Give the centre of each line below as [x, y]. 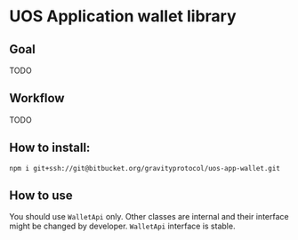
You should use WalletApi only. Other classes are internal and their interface [149, 217]
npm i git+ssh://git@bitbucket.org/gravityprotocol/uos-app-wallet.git [145, 168]
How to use [41, 196]
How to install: [50, 148]
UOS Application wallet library [123, 16]
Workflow [37, 98]
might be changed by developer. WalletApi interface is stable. [122, 226]
